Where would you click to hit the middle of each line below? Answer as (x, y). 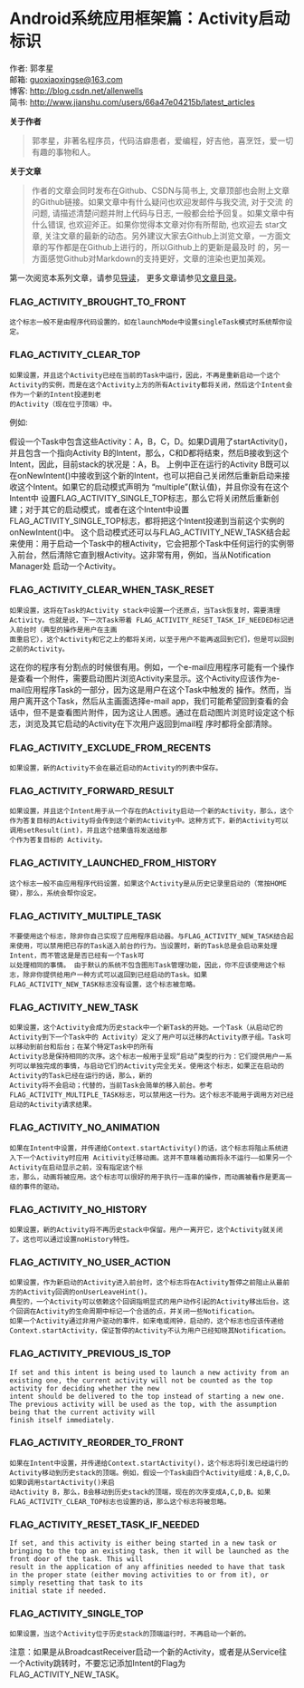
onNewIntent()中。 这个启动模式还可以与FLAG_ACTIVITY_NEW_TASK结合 (146, 532)
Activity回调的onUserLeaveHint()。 (87, 1293)
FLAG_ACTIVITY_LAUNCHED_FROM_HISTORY (113, 863)
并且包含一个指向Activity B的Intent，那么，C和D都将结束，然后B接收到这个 (149, 452)
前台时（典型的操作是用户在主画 (66, 630)
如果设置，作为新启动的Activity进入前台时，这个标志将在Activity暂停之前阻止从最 (146, 1283)
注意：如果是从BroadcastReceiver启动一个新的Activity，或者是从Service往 (148, 1652)
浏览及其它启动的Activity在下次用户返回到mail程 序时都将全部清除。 (151, 723)
